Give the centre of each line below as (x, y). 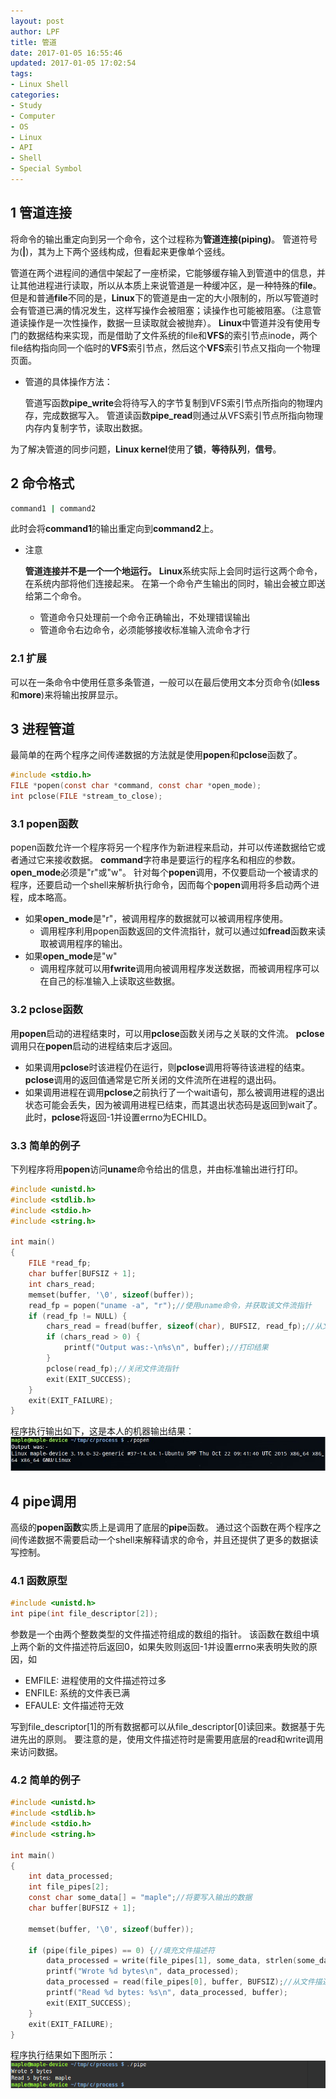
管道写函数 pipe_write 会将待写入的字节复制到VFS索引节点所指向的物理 (169, 402)
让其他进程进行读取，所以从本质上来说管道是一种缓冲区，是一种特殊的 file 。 (166, 285)
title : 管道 (33, 42)
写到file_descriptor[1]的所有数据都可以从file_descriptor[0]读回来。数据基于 (163, 1727)
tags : (21, 74)
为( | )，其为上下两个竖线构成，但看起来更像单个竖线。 (120, 251)
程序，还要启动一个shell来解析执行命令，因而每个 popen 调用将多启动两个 (160, 885)
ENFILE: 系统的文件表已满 (77, 1693)
